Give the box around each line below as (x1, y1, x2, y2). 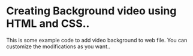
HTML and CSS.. (6, 17, 90, 30)
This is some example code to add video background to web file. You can (6, 36, 188, 43)
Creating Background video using (6, 4, 177, 18)
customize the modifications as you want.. (6, 43, 111, 50)
